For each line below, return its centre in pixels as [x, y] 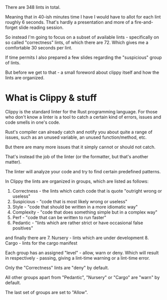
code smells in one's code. [33, 122]
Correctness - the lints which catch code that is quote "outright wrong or [87, 191]
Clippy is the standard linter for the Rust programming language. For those [82, 111]
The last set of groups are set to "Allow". [47, 292]
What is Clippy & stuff [51, 98]
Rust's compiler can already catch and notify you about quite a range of [79, 132]
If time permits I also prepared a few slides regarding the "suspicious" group [83, 57]
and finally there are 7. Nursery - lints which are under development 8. [77, 238]
